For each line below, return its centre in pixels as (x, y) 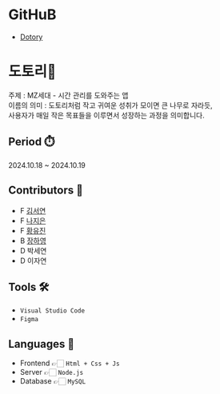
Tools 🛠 (29, 287)
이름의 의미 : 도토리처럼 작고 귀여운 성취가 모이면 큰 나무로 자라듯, (111, 105)
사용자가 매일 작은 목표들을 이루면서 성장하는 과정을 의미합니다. (107, 115)
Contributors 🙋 (46, 191)
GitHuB (32, 15)
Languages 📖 (41, 344)
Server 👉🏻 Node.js (52, 372)
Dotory (31, 37)
